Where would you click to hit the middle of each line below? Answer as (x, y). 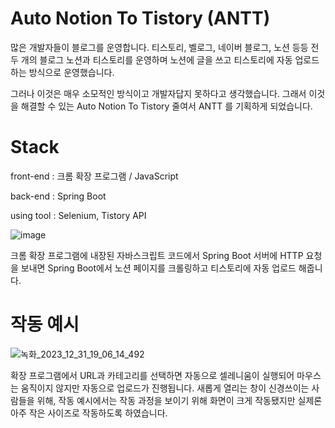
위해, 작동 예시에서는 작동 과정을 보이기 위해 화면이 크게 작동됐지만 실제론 (179, 400)
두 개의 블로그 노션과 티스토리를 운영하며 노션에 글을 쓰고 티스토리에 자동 (151, 59)
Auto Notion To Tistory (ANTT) (140, 18)
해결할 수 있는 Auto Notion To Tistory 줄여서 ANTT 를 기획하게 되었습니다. (166, 106)
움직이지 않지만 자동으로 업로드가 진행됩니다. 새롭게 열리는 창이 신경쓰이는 (165, 388)
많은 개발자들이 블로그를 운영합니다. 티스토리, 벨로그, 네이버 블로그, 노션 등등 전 (165, 47)
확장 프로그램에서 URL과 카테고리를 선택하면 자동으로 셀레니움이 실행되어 (152, 375)
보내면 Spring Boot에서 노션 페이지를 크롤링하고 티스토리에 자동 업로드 (158, 268)
